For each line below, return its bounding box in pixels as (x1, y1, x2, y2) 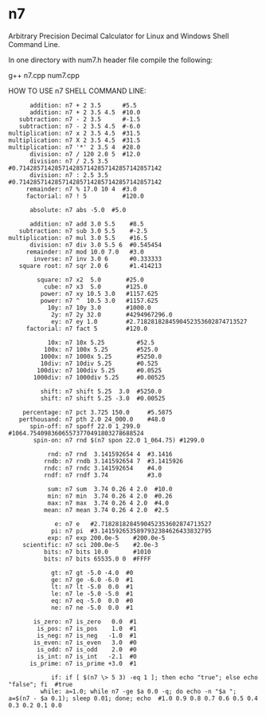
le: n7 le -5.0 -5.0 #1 (50, 589, 134, 598)
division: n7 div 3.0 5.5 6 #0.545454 (29, 241, 162, 249)
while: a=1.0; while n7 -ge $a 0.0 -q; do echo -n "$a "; (40, 687, 237, 695)
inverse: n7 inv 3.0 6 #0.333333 (33, 254, 162, 263)
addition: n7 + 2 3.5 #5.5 (29, 101, 137, 109)
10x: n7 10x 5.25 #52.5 (47, 338, 155, 347)
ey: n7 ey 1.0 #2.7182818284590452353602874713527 (50, 317, 248, 325)
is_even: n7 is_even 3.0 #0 (33, 639, 137, 647)
